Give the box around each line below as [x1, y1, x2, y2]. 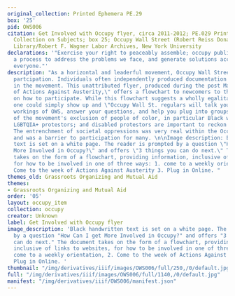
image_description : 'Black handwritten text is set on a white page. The [7, 225, 227, 232]
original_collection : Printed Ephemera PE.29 [7, 10, 142, 18]
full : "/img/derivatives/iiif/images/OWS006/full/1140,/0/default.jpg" [7, 271, 220, 278]
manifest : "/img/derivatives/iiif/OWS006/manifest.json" [7, 278, 177, 285]
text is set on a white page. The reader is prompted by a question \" [13, 141, 227, 148]
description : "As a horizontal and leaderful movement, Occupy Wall [7, 69, 211, 76]
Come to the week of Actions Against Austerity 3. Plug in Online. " [13, 166, 220, 174]
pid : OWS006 [7, 23, 42, 30]
